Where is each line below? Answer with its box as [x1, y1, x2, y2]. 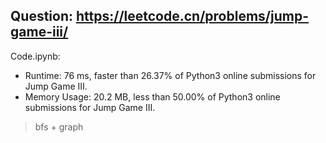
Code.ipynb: [10, 50, 61, 62]
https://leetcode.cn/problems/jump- [75, 8, 309, 25]
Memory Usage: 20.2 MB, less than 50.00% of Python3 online [24, 90, 281, 103]
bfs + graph [34, 120, 84, 133]
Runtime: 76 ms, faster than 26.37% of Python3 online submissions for [24, 69, 317, 81]
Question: [10, 8, 74, 25]
